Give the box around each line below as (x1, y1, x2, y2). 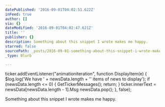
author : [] (5, 16, 27, 21)
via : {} (5, 21, 21, 26)
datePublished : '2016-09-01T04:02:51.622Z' (5, 7, 96, 12)
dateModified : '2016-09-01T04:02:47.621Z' (5, 26, 93, 31)
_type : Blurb (5, 53, 32, 58)
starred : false (5, 44, 36, 49)
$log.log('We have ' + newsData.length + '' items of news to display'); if (5, 76, 150, 82)
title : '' (5, 30, 26, 35)
